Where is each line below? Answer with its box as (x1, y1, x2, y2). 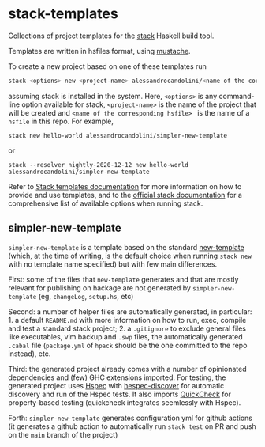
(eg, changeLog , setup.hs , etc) (38, 291, 134, 301)
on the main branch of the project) (8, 430, 118, 439)
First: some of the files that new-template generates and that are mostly (8, 275, 239, 284)
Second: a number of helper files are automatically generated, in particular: (8, 306, 252, 316)
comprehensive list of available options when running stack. (8, 199, 203, 208)
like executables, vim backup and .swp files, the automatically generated (8, 331, 243, 341)
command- (218, 91, 255, 100)
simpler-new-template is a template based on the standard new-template (8, 242, 244, 252)
